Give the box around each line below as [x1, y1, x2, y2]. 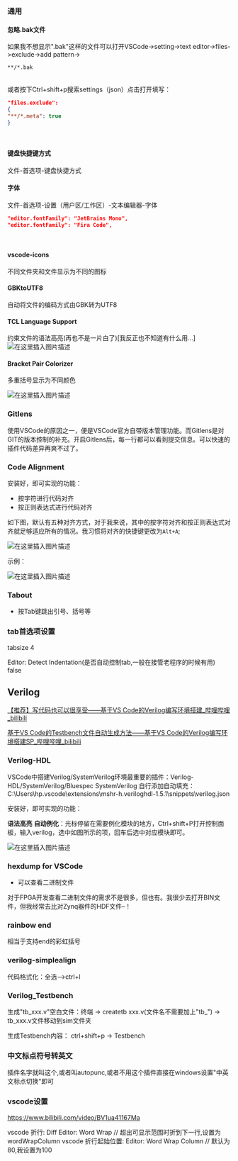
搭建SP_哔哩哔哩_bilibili [13, 737, 81, 746]
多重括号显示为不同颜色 [7, 376, 76, 384]
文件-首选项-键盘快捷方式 [7, 166, 81, 174]
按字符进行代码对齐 [17, 494, 74, 503]
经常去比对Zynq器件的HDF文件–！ [31, 902, 132, 911]
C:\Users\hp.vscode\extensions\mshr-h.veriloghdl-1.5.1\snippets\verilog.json [7, 789, 230, 798]
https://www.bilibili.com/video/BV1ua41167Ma [7, 1113, 140, 1121]
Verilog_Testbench [7, 990, 74, 1000]
